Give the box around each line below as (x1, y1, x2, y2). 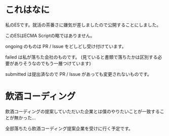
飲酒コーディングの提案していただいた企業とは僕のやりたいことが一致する (5, 108, 160, 114)
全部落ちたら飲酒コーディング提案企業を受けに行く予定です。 (5, 125, 133, 131)
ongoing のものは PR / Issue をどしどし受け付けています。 (5, 43, 126, 49)
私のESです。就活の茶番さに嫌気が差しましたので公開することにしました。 (5, 22, 161, 28)
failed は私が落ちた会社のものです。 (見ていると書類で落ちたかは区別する (5, 54, 158, 60)
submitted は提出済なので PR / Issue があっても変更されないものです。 (5, 71, 152, 77)
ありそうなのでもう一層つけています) (14, 60, 91, 66)
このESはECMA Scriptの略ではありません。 (5, 32, 95, 38)
